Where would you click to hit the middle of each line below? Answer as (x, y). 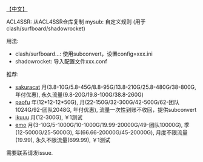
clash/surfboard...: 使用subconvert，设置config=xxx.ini (84, 54)
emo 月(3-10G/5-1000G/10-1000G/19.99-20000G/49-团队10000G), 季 (102, 125)
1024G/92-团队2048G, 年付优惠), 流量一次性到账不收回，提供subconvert (106, 110)
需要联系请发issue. (30, 153)
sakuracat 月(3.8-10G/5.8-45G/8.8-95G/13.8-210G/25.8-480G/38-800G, (105, 87)
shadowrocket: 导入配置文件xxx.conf (61, 61)
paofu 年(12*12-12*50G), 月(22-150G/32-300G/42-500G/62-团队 (97, 102)
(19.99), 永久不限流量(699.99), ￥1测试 (63, 140)
